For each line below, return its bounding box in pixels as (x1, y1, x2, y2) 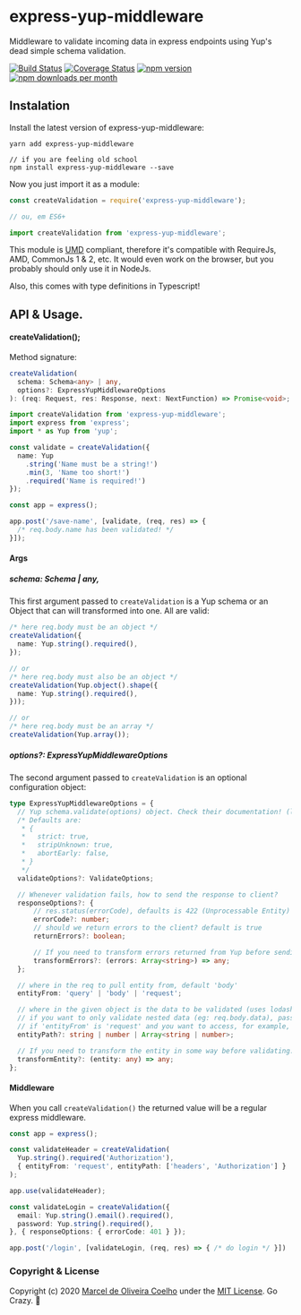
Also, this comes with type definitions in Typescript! (9, 280, 201, 292)
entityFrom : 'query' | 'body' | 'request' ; (17, 989, 182, 998)
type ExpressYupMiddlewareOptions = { (9, 799, 154, 808)
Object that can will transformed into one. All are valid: (9, 606, 210, 616)
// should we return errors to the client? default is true (32, 924, 262, 933)
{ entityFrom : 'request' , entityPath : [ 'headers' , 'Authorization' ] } (17, 1162, 287, 1171)
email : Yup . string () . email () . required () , (17, 1211, 175, 1220)
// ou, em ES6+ (9, 212, 66, 221)
